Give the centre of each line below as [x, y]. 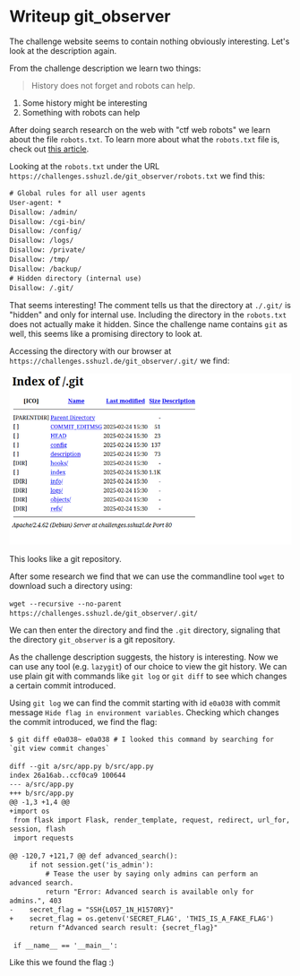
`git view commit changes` [60, 749]
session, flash [38, 829]
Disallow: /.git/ [42, 288]
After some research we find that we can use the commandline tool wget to [147, 576]
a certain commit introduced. [63, 686]
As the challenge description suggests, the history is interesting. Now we [144, 657]
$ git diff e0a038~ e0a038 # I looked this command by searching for [142, 740]
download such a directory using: [71, 586]
